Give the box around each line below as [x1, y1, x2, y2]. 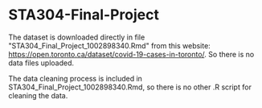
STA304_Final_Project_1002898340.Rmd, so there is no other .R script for [8, 82, 252, 92]
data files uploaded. [8, 58, 75, 68]
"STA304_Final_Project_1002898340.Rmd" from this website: [8, 40, 211, 50]
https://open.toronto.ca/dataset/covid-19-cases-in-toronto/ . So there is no [8, 49, 255, 59]
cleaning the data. [8, 90, 68, 100]
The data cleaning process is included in [8, 73, 143, 83]
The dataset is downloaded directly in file [8, 32, 145, 42]
